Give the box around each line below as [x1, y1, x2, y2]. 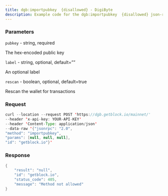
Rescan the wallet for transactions [5, 88, 75, 94]
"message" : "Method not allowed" [14, 182, 84, 187]
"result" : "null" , [14, 168, 52, 173]
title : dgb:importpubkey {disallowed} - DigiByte [5, 7, 113, 12]
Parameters [5, 28, 34, 35]
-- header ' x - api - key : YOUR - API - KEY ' [5, 116, 81, 121]
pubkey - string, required [5, 39, 55, 45]
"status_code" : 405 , [14, 177, 57, 182]
